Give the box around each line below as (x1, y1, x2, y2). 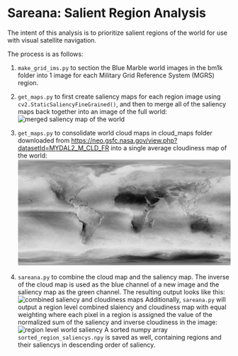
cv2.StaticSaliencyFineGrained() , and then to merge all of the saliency (17, 99, 227, 108)
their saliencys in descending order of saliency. (17, 340, 156, 349)
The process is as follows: (7, 50, 84, 58)
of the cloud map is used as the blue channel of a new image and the (17, 280, 220, 289)
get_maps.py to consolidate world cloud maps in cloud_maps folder (17, 128, 212, 137)
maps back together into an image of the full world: (17, 107, 168, 116)
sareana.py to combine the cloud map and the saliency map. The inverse (17, 273, 229, 282)
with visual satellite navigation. (7, 35, 97, 44)
